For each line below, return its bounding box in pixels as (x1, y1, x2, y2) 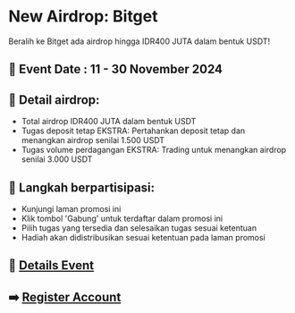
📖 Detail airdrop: (8, 92, 100, 107)
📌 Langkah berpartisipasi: (8, 180, 156, 195)
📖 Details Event (8, 258, 95, 274)
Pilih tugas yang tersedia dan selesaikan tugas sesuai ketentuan (21, 222, 257, 233)
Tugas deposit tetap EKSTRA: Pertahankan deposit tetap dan (21, 125, 246, 136)
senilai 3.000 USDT (21, 154, 93, 165)
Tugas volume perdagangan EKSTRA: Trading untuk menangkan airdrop (21, 145, 287, 156)
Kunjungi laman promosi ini (21, 203, 122, 214)
